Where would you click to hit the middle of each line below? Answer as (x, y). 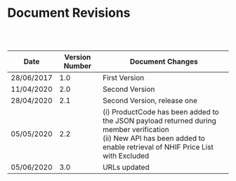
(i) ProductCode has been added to (161, 112)
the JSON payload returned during (159, 121)
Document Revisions (69, 13)
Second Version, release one (150, 100)
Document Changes (164, 61)
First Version (124, 77)
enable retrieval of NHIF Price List (158, 147)
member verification (136, 129)
